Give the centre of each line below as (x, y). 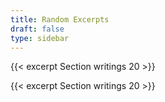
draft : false (37, 29)
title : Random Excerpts (60, 19)
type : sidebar (40, 38)
